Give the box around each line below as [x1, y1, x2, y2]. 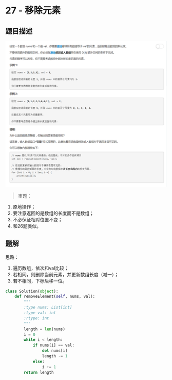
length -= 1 [42, 354, 68, 359]
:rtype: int [24, 315, 50, 321]
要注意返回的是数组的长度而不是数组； [12, 210, 94, 216]
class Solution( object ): [5, 289, 59, 294]
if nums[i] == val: [32, 343, 74, 348]
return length [24, 370, 54, 375]
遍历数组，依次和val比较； [12, 265, 69, 271]
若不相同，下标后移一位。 [12, 278, 67, 284]
